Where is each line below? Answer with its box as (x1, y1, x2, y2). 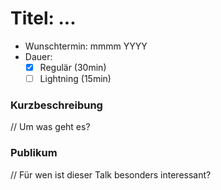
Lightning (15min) (39, 73, 112, 84)
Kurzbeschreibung (10, 98, 103, 112)
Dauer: (24, 50, 53, 62)
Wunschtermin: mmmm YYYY (24, 40, 148, 52)
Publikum (10, 146, 58, 160)
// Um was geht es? (10, 121, 91, 133)
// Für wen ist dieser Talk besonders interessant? (10, 168, 212, 181)
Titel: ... (10, 7, 77, 30)
